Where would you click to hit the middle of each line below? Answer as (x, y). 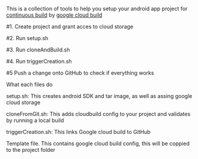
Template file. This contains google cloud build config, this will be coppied (98, 143)
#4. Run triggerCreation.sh (39, 61)
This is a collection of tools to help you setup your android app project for (97, 9)
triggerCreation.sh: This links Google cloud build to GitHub (79, 132)
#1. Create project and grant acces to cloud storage (70, 27)
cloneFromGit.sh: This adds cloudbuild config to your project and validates (98, 114)
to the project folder (31, 150)
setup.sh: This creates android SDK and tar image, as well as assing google (99, 96)
